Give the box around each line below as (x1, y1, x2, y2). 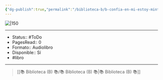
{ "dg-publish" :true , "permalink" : (5, 7, 73, 12)
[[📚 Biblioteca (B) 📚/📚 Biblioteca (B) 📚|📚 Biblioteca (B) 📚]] (16, 68, 141, 75)
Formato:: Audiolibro (12, 44, 53, 50)
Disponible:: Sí (12, 49, 41, 55)
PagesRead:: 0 (12, 39, 42, 45)
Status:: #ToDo (12, 34, 42, 40)
